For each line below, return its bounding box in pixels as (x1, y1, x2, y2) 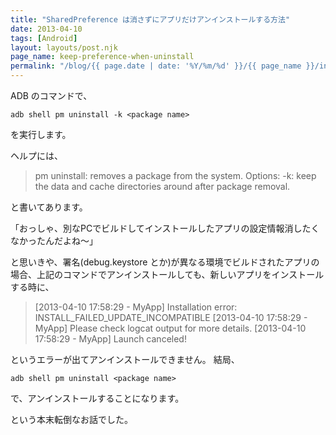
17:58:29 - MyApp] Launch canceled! (34, 333, 187, 345)
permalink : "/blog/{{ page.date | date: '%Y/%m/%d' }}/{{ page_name (10, 61, 302, 71)
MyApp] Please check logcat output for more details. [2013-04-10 (34, 322, 307, 334)
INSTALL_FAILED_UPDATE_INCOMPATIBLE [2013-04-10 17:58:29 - (34, 312, 308, 323)
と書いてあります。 (10, 201, 88, 213)
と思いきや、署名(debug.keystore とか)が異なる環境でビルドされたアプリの (10, 256, 320, 268)
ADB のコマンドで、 (10, 90, 93, 101)
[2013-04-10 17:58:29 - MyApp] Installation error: (34, 301, 238, 313)
